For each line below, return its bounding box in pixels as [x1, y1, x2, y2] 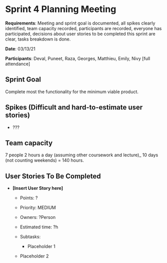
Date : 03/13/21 [5, 46, 36, 52]
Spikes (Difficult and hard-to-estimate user [5, 103, 143, 112]
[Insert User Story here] [12, 185, 64, 191]
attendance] [5, 61, 31, 67]
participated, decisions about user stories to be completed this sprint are [5, 31, 155, 37]
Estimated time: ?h [20, 224, 59, 230]
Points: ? [20, 195, 38, 201]
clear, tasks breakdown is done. [5, 36, 71, 42]
